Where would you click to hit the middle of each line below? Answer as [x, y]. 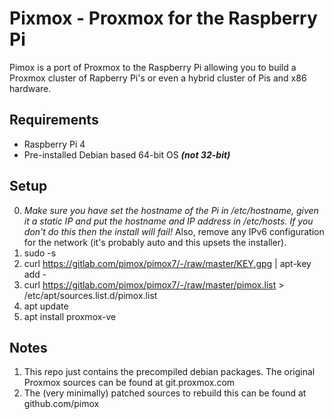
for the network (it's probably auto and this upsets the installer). [155, 242]
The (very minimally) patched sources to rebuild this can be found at [165, 393]
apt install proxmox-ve [70, 316]
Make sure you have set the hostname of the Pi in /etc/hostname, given [171, 210]
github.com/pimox [61, 404]
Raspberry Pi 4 [54, 144]
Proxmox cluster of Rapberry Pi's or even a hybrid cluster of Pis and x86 [158, 78]
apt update [46, 306]
